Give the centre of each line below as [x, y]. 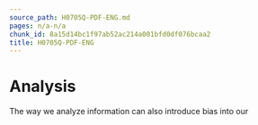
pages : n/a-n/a [38, 26]
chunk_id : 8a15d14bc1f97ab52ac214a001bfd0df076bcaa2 [110, 34]
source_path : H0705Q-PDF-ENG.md [70, 17]
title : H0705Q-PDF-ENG [52, 42]
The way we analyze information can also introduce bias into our [129, 112]
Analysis [43, 87]
